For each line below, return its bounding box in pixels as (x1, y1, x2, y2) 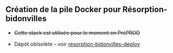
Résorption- (122, 5, 168, 15)
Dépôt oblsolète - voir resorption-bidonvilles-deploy (13, 40, 140, 47)
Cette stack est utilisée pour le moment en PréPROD (13, 29, 140, 36)
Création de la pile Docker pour (5, 5, 121, 15)
